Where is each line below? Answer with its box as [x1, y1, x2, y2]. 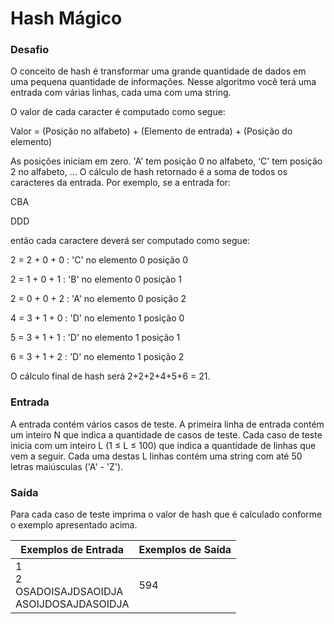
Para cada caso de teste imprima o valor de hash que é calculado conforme [10, 508, 323, 521]
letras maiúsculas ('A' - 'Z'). [10, 460, 124, 472]
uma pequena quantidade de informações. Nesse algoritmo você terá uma [10, 76, 317, 88]
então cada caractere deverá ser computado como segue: [10, 235, 251, 247]
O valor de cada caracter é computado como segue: [10, 106, 226, 118]
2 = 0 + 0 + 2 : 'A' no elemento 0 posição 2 [10, 293, 187, 305]
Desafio [10, 43, 50, 57]
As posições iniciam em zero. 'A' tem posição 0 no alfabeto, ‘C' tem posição [10, 155, 323, 167]
